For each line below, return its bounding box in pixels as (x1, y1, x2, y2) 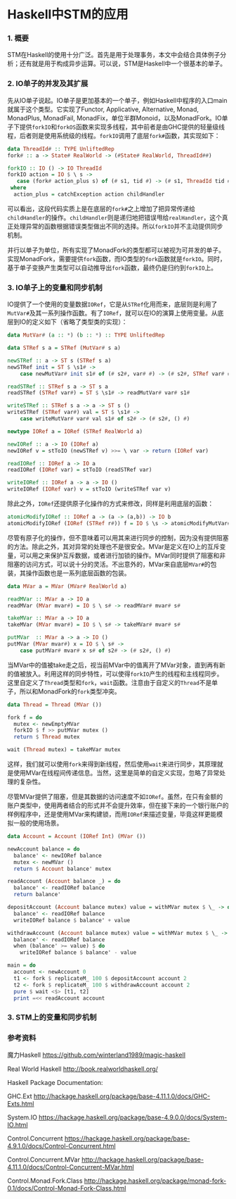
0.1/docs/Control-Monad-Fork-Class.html (7, 1184, 126, 1192)
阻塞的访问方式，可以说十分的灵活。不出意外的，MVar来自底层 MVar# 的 (7, 560, 211, 568)
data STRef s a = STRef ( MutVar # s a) (7, 344, 121, 352)
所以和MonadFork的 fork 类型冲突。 (19, 687, 121, 696)
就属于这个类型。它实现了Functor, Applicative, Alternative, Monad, (7, 105, 199, 113)
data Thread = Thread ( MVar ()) (7, 701, 102, 708)
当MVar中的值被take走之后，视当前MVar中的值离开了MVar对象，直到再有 (7, 660, 220, 669)
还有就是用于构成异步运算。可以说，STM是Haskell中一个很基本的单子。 (19, 59, 227, 68)
